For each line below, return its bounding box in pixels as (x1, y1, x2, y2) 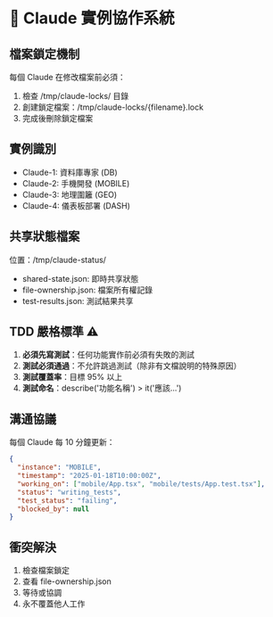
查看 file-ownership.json (21, 576, 112, 587)
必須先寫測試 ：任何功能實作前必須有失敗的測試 (21, 350, 194, 360)
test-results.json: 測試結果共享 (21, 295, 134, 306)
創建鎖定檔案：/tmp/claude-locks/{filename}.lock (21, 102, 203, 112)
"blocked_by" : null (17, 505, 90, 514)
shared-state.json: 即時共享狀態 (21, 273, 139, 284)
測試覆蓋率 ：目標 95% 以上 (21, 372, 123, 383)
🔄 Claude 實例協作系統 (9, 8, 175, 29)
